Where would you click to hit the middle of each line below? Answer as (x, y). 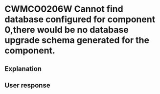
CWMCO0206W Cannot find (64, 9)
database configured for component (80, 19)
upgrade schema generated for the (77, 40)
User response (27, 85)
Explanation (23, 69)
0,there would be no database (67, 30)
